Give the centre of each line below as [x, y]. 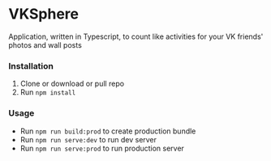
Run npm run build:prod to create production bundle [108, 131]
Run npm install [48, 92]
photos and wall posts [45, 44]
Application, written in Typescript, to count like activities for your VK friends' [136, 36]
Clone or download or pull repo [72, 84]
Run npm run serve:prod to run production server [102, 148]
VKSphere [44, 14]
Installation [31, 66]
